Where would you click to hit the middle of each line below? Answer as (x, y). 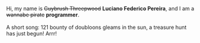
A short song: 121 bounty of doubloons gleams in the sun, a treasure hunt (96, 27)
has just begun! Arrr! (31, 34)
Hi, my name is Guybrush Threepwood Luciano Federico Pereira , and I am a (100, 9)
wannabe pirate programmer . (43, 15)
